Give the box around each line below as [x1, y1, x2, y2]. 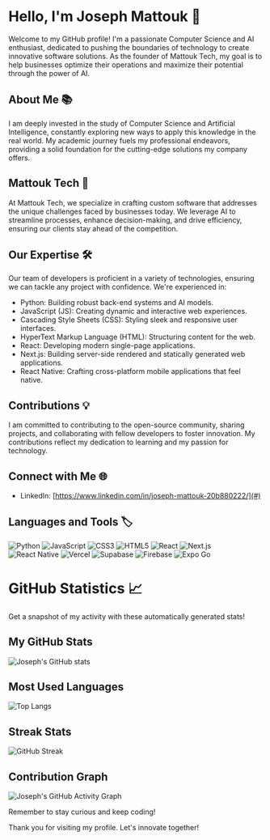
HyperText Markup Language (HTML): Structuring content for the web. [19, 332, 256, 342]
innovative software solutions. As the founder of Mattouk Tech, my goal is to [8, 51, 263, 61]
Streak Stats [8, 724, 72, 739]
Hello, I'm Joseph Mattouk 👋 [8, 7, 201, 26]
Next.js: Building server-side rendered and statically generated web [19, 350, 246, 359]
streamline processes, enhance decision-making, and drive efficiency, [8, 214, 243, 225]
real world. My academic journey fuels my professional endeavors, [8, 135, 230, 145]
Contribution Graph [8, 770, 108, 783]
